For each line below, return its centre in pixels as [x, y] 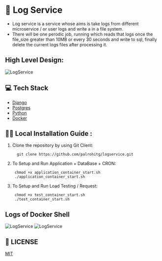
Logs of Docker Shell [37, 214]
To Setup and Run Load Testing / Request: [55, 186]
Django [19, 102]
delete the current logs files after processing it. [60, 44]
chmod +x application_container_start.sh [57, 173]
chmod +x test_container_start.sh [50, 195]
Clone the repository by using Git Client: [53, 145]
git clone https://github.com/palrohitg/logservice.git [75, 155]
